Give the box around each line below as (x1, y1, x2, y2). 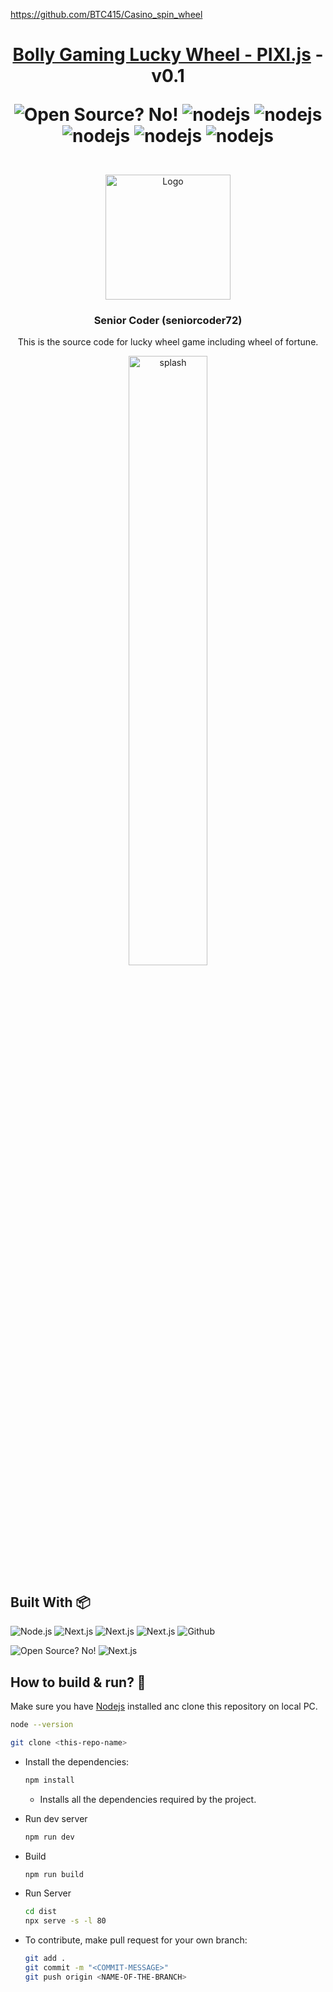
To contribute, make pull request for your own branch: (24, 1934, 248, 1946)
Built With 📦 (10, 1594, 91, 1611)
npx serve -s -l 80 (24, 1916, 107, 1926)
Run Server (24, 1887, 72, 1899)
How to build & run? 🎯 (10, 1674, 147, 1691)
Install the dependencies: (24, 1755, 130, 1768)
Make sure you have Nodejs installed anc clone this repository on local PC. (10, 1700, 318, 1713)
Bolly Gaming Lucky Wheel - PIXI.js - (12, 44, 324, 66)
